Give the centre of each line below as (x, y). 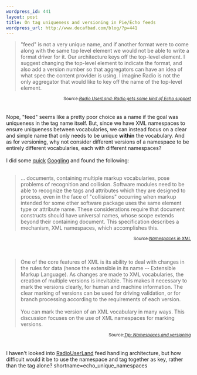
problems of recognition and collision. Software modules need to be (102, 185)
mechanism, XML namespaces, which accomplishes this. (89, 228)
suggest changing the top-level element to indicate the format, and (101, 63)
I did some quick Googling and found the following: (68, 161)
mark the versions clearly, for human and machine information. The (102, 287)
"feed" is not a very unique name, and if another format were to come (104, 45)
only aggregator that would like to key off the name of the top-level (101, 82)
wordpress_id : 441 (28, 11)
